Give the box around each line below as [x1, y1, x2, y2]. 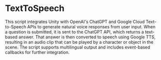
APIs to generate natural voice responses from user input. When [27, 24, 156, 29]
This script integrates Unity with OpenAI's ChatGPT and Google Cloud [5, 19, 145, 24]
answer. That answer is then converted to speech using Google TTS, [18, 34, 156, 40]
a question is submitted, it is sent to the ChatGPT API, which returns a [5, 29, 144, 35]
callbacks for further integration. [5, 49, 70, 55]
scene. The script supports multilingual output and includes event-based [5, 44, 150, 50]
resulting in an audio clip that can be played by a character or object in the [5, 39, 154, 45]
